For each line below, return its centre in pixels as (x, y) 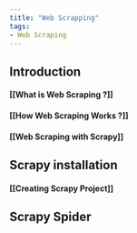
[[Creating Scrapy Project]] (62, 188)
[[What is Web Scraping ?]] (61, 95)
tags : (20, 26)
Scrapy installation (64, 165)
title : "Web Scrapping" (54, 18)
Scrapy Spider (51, 216)
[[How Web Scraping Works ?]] (69, 116)
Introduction (45, 71)
